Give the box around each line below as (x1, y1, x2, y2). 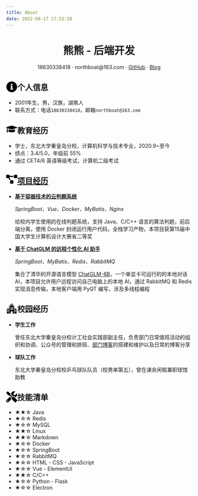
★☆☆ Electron (14, 484, 53, 491)
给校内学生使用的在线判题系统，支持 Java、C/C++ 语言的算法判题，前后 (14, 218, 190, 225)
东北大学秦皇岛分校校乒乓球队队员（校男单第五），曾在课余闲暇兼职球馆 (14, 366, 188, 373)
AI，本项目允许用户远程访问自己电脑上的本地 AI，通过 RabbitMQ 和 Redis (14, 278, 192, 285)
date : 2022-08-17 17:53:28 (6, 15, 72, 22)
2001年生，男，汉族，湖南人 (14, 99, 84, 106)
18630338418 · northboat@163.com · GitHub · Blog (37, 64, 161, 71)
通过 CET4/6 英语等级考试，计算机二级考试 (14, 157, 119, 164)
